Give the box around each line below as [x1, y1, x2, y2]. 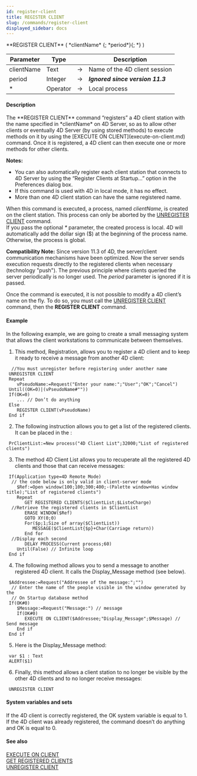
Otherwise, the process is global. [6, 237, 87, 244]
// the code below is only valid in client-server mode [11, 478, 152, 485]
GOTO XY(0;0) [24, 515, 57, 521]
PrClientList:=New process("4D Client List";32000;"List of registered [8, 440, 189, 447]
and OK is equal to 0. [6, 724, 57, 731]
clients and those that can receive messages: [14, 462, 125, 469]
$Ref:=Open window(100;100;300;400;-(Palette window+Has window [17, 484, 178, 490]
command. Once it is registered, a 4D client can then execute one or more [6, 140, 186, 147]
